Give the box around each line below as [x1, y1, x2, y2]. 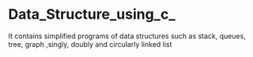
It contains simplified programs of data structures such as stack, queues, [8, 31, 247, 41]
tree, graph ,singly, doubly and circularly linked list [8, 39, 172, 48]
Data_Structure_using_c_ [8, 5, 176, 23]
